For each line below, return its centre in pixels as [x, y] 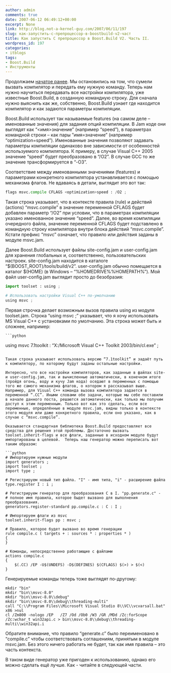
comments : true [21, 15]
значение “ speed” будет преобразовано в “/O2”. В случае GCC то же [80, 157]
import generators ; [27, 462]
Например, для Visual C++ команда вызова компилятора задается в [76, 390]
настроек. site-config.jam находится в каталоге [57, 261]
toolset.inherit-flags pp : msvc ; [43, 520]
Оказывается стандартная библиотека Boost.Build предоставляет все [79, 426]
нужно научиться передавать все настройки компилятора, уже [75, 92]
